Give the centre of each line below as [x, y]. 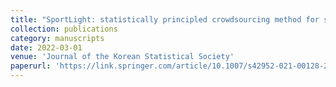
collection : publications [64, 29]
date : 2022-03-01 [46, 47]
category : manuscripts [57, 38]
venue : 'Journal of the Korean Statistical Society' [122, 57]
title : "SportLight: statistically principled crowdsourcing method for [165, 19]
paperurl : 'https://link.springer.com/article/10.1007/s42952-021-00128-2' [171, 66]
